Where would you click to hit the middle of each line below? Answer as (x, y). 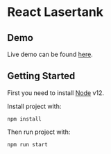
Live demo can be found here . (50, 54)
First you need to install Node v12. (55, 93)
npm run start (28, 144)
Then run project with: (39, 132)
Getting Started (41, 76)
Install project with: (34, 106)
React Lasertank (55, 12)
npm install (24, 119)
